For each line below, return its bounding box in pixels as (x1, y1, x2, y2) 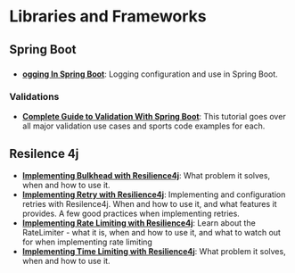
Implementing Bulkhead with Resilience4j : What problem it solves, (21, 170, 270, 180)
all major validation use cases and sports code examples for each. (21, 120, 266, 131)
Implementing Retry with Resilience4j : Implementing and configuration (21, 189, 286, 200)
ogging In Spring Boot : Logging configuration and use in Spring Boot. (21, 69, 278, 79)
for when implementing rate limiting (21, 236, 153, 247)
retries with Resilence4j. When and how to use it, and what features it (21, 198, 278, 209)
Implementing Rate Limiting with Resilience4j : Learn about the (21, 217, 256, 228)
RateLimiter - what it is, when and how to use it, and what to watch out (21, 227, 281, 237)
